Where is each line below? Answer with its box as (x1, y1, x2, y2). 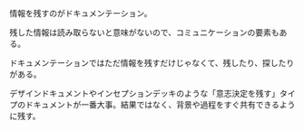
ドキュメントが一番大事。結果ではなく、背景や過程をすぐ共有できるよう (25, 99, 296, 110)
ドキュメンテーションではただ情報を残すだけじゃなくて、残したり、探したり (9, 58, 295, 68)
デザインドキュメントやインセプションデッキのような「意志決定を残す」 (9, 88, 279, 98)
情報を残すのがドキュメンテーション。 (9, 8, 152, 18)
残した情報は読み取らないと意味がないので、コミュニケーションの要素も (9, 27, 279, 38)
